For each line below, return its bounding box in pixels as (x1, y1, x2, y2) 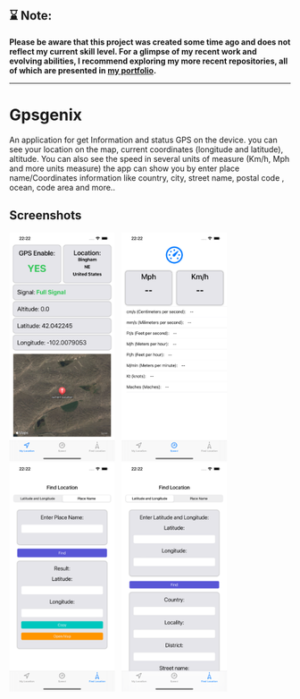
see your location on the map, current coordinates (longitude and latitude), (9, 143, 284, 155)
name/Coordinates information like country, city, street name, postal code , (9, 172, 285, 183)
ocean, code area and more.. (9, 182, 116, 192)
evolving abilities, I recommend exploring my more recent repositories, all (9, 55, 288, 66)
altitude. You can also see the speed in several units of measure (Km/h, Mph (9, 153, 290, 164)
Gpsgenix (9, 105, 82, 124)
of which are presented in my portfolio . (9, 64, 157, 75)
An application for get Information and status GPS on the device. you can (9, 134, 279, 145)
